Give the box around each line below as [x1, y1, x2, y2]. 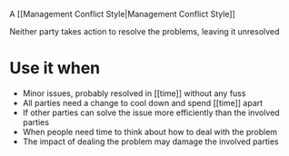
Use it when [9, 58, 101, 79]
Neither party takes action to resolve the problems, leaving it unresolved [9, 26, 280, 36]
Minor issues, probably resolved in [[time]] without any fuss [22, 87, 246, 99]
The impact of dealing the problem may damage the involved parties [22, 136, 279, 147]
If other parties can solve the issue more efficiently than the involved [22, 107, 280, 118]
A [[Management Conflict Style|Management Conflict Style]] [9, 9, 236, 19]
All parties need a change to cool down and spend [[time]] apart [22, 97, 264, 108]
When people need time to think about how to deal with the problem [22, 126, 278, 137]
